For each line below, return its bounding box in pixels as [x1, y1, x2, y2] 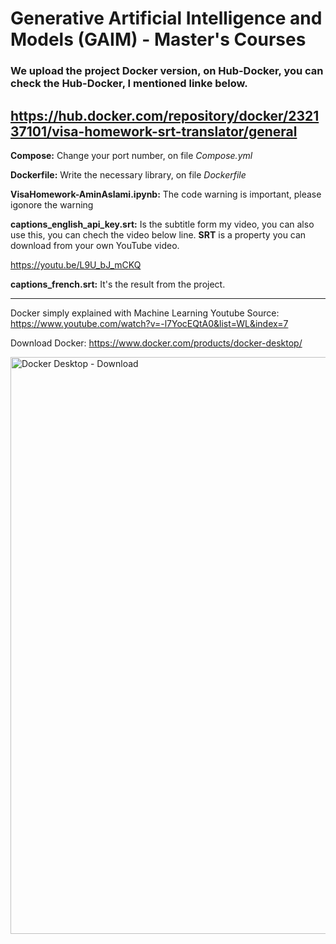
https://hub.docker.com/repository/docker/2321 [10, 107, 320, 124]
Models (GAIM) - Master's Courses [10, 28, 307, 51]
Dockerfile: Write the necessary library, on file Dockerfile [10, 168, 247, 181]
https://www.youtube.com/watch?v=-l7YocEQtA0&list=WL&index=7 [10, 317, 289, 329]
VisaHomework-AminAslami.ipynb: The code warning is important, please [10, 188, 322, 200]
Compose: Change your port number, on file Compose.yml [10, 149, 253, 161]
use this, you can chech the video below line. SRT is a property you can [10, 228, 307, 241]
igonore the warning [10, 198, 94, 211]
